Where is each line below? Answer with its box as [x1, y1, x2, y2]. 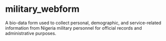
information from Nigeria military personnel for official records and [5, 25, 142, 31]
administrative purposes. [5, 30, 56, 36]
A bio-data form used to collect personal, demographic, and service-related [5, 20, 161, 26]
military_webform [5, 3, 80, 15]
